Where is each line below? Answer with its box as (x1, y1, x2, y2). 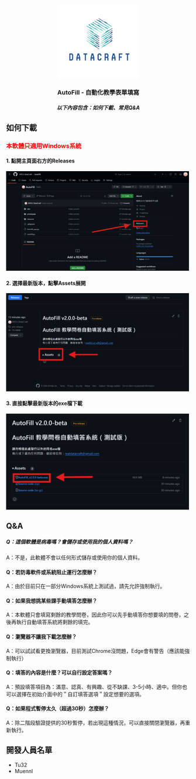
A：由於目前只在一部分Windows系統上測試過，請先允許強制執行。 (6, 583, 166, 590)
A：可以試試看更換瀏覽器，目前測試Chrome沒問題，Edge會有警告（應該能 (6, 647, 185, 654)
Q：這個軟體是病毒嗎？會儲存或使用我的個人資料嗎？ (6, 538, 133, 545)
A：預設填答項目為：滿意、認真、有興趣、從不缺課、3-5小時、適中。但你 (6, 683, 183, 690)
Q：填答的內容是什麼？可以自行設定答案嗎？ (6, 669, 113, 676)
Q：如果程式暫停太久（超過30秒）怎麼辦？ (6, 705, 109, 712)
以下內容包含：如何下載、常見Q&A (56, 104, 140, 111)
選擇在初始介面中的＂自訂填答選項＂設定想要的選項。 (16, 690, 145, 698)
